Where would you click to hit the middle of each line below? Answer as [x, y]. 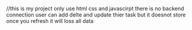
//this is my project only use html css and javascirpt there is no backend [95, 9]
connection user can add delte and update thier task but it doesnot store [96, 15]
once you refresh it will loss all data [50, 21]
